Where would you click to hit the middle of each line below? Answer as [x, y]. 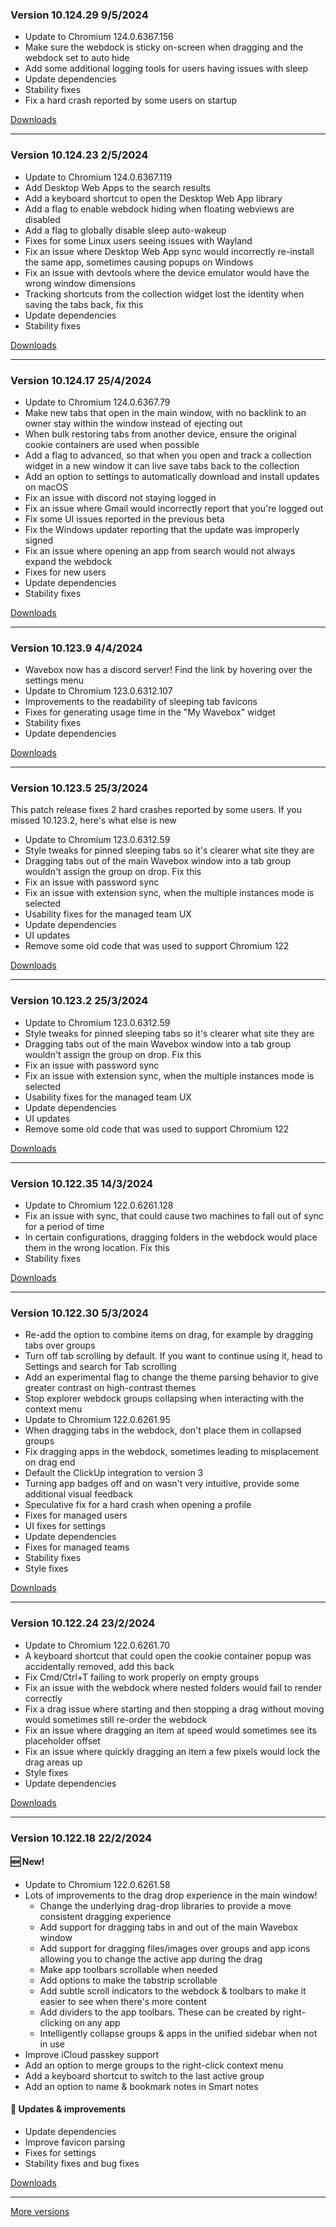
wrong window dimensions [80, 283]
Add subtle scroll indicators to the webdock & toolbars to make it [173, 1990]
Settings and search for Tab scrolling [100, 1367]
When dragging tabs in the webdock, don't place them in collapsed [163, 1430]
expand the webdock [68, 561]
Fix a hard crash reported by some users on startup [131, 100]
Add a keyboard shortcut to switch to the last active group [144, 2075]
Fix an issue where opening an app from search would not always [160, 550]
